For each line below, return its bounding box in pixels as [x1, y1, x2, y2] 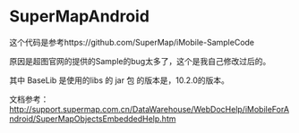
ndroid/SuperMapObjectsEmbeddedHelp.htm [9, 113, 176, 124]
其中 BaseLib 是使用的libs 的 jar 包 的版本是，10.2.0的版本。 [9, 74, 230, 86]
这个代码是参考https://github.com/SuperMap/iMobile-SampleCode [9, 37, 255, 47]
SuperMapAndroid [9, 6, 150, 27]
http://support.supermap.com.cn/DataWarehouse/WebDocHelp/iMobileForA [9, 104, 289, 114]
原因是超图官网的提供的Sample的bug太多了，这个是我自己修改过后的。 [9, 55, 271, 66]
